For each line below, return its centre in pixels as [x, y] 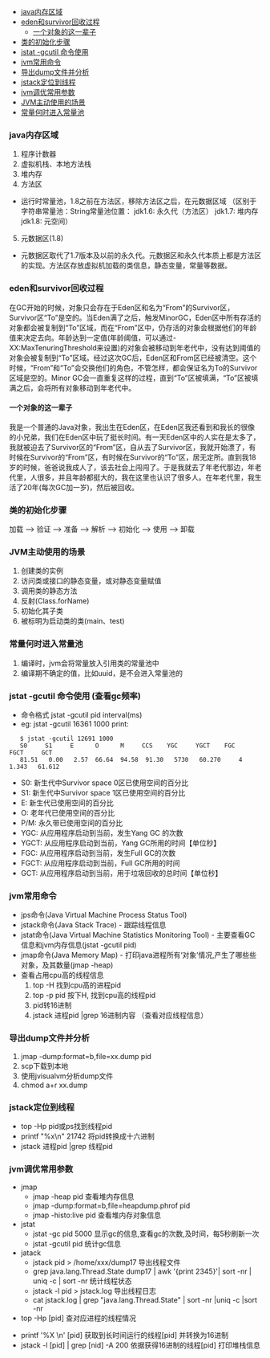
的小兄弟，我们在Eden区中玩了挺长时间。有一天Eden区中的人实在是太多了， [135, 437]
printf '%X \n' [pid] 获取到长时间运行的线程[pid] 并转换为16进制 [125, 1336]
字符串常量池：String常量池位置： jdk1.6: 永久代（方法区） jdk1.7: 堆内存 [139, 211]
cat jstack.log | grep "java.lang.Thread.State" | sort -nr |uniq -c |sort [145, 1300]
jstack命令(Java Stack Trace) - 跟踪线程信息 [93, 925]
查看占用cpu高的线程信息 [62, 976]
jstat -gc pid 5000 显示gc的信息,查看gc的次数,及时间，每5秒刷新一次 [146, 1234]
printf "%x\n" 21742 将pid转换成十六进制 [87, 1136]
